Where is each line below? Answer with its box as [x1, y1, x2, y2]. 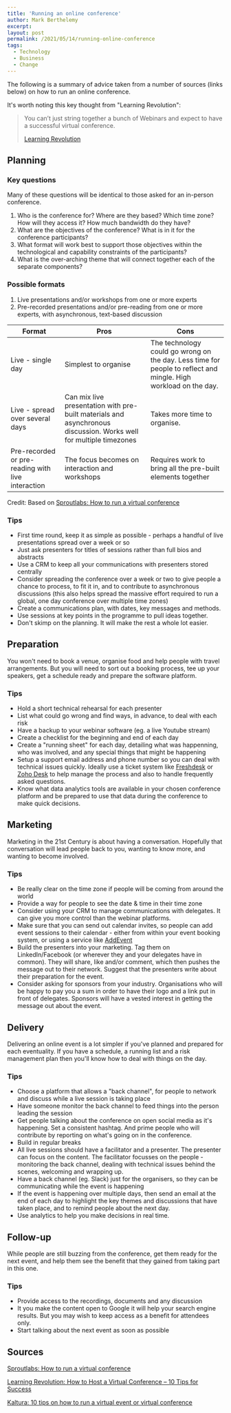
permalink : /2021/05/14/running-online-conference [7, 36, 155, 43]
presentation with [64, 400, 122, 410]
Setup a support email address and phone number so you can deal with [16, 756, 220, 764]
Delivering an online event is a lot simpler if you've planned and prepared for [7, 1040, 223, 1048]
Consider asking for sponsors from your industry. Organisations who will [16, 980, 223, 988]
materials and [80, 409, 124, 419]
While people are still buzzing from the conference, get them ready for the [7, 1249, 218, 1258]
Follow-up [7, 1231, 52, 1243]
